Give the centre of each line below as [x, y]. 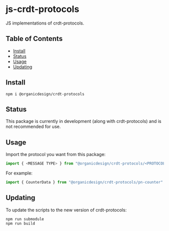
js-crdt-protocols [43, 9]
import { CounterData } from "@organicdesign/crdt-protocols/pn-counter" [84, 182]
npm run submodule [25, 219]
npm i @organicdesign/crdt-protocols [45, 94]
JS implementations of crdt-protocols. [45, 23]
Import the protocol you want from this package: [56, 154]
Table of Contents [34, 39]
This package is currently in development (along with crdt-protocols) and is [84, 121]
